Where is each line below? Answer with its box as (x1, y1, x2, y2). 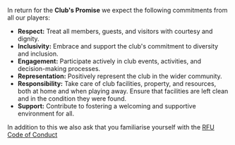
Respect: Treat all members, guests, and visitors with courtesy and (17, 27, 213, 35)
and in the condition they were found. (17, 94, 127, 103)
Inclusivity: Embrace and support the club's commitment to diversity (17, 42, 219, 50)
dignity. (17, 34, 40, 43)
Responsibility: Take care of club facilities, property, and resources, (17, 80, 217, 87)
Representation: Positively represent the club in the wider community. (17, 72, 222, 80)
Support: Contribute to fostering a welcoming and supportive (17, 102, 196, 110)
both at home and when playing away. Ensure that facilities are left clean (17, 87, 229, 95)
